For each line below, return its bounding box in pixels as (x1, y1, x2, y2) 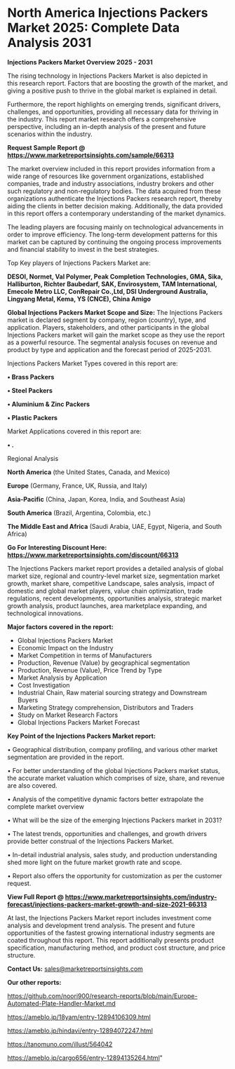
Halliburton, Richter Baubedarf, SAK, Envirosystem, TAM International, (7, 279, 217, 288)
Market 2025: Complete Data (7, 20, 180, 36)
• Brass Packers (7, 372, 55, 381)
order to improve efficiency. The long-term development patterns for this (7, 230, 217, 238)
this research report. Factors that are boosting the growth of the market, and (7, 79, 228, 87)
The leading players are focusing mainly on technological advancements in (7, 222, 224, 231)
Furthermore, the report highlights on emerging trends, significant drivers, (7, 100, 221, 108)
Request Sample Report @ (7, 143, 86, 152)
